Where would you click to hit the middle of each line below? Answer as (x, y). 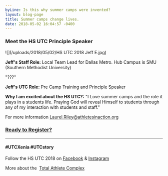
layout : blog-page (24, 15)
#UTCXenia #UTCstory (29, 147)
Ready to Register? (29, 130)
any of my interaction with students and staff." (52, 107)
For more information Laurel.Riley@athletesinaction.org (62, 117)
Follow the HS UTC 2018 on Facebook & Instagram (57, 158)
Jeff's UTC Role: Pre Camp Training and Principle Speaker (65, 87)
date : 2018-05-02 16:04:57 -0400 (40, 24)
